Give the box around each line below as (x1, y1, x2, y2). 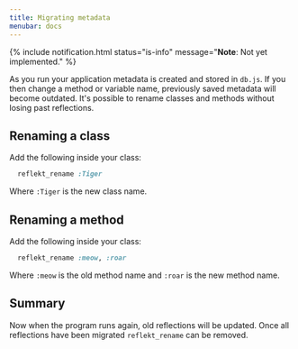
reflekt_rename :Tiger (17, 170, 103, 179)
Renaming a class (9, 128, 111, 143)
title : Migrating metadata (9, 13, 111, 23)
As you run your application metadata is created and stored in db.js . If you (9, 73, 286, 84)
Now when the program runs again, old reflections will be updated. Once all (9, 319, 290, 330)
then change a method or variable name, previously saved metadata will (9, 83, 276, 94)
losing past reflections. (9, 102, 95, 113)
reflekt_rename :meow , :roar (17, 253, 127, 262)
